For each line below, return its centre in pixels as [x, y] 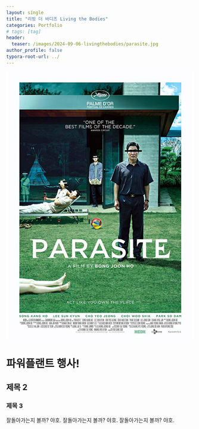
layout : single [25, 13]
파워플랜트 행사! [43, 364]
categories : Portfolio [34, 25]
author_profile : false [34, 51]
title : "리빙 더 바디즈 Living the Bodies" [57, 19]
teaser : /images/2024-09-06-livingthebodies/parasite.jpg [85, 44]
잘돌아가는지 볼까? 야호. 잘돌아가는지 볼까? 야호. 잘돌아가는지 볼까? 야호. [90, 420]
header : [16, 38]
